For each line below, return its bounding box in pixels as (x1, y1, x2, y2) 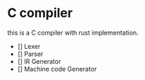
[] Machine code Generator (17, 64, 97, 73)
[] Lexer (17, 42, 41, 50)
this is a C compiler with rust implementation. (7, 28, 139, 37)
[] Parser (17, 50, 44, 58)
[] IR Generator (17, 57, 62, 65)
